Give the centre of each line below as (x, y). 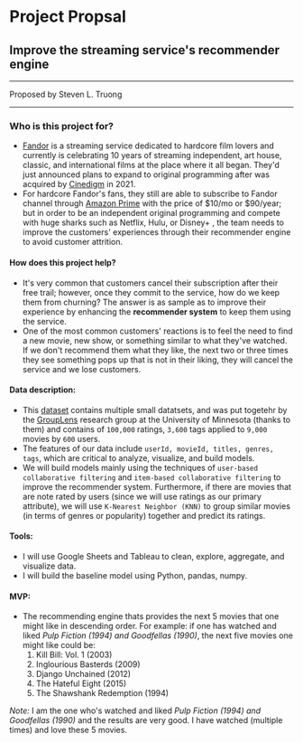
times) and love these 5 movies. (69, 730)
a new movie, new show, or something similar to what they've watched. (155, 340)
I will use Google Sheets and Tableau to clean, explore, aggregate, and (153, 556)
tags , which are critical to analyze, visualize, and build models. (138, 457)
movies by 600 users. (61, 438)
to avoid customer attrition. (73, 242)
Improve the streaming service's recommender (144, 50)
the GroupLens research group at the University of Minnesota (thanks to (156, 419)
